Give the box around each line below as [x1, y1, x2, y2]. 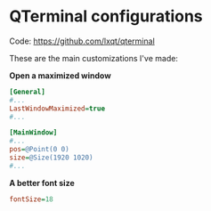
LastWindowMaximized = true [9, 104, 105, 113]
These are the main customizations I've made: [9, 53, 178, 63]
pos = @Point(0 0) [9, 145, 69, 154]
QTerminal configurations [9, 6, 203, 27]
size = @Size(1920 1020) [9, 153, 93, 162]
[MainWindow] [9, 128, 58, 137]
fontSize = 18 [9, 194, 53, 204]
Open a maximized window [9, 69, 111, 81]
